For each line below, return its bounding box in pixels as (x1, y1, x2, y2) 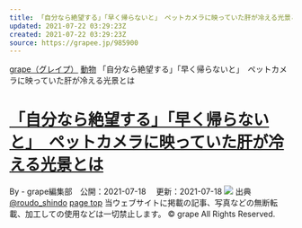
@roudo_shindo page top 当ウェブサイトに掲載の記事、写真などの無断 (9, 197, 271, 208)
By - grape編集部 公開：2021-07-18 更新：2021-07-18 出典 (9, 186, 252, 197)
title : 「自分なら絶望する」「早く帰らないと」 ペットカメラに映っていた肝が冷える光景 (9, 13, 292, 22)
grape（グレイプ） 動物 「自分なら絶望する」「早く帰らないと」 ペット (9, 64, 272, 75)
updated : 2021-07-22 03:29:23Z (9, 22, 127, 31)
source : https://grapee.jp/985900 (9, 38, 139, 48)
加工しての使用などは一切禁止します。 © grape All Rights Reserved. (24, 208, 276, 220)
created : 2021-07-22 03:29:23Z (9, 30, 127, 39)
